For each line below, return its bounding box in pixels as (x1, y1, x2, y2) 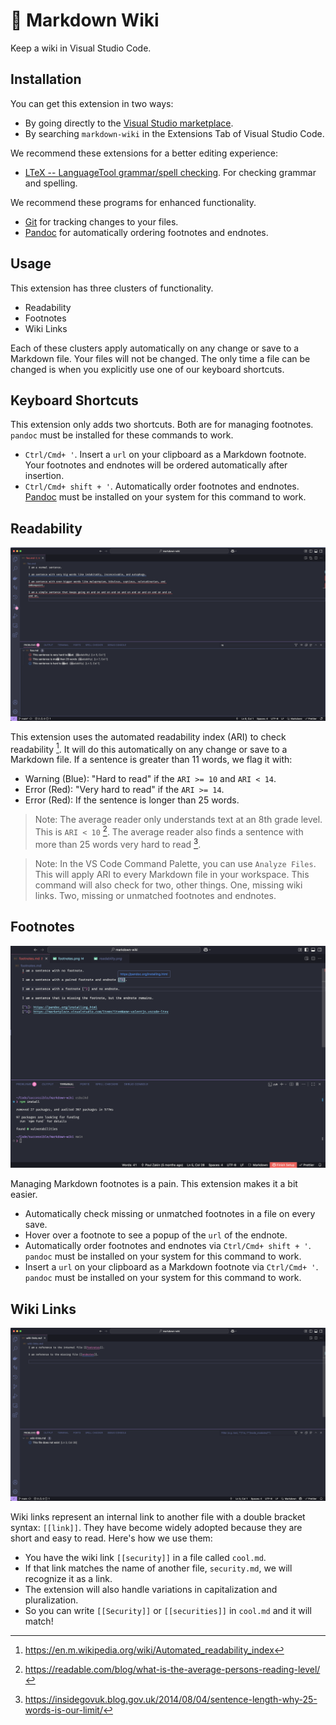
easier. (10, 1189, 38, 1201)
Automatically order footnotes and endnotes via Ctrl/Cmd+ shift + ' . (24, 1240, 312, 1252)
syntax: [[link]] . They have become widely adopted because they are (10, 1521, 303, 1533)
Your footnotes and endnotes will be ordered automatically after (24, 459, 288, 471)
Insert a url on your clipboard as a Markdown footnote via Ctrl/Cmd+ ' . (24, 1261, 319, 1273)
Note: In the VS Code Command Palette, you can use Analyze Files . (34, 857, 317, 869)
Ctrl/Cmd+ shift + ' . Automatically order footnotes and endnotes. (24, 480, 300, 493)
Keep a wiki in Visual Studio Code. (10, 42, 152, 54)
